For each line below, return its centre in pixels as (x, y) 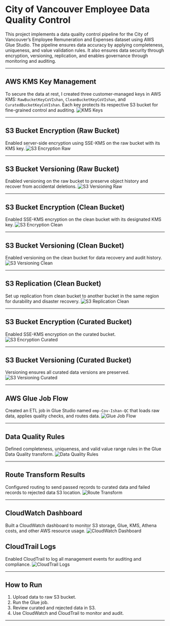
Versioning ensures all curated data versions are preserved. (68, 372)
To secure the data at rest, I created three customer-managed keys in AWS (83, 94)
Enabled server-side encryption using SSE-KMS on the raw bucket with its (83, 143)
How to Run (24, 585)
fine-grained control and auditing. (40, 110)
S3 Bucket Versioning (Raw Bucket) (62, 169)
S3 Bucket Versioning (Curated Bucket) (68, 360)
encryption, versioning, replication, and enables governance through (77, 55)
